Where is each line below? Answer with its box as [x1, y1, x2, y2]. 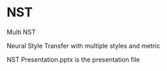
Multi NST [6, 28, 36, 36]
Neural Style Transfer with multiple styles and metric [6, 41, 161, 50]
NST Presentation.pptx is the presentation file [6, 55, 140, 64]
